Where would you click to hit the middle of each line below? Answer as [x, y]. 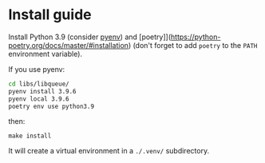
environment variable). [45, 54]
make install [30, 136]
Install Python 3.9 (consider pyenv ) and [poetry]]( [90, 37]
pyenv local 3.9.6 [39, 99]
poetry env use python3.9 [51, 106]
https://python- [196, 37]
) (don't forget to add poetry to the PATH [193, 45]
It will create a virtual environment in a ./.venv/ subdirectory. [109, 151]
